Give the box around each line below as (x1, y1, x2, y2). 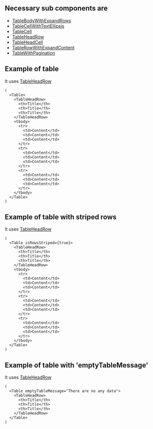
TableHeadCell (12, 39, 44, 45)
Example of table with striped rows (5, 213, 117, 221)
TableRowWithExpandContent (12, 44, 75, 50)
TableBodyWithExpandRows (12, 17, 71, 23)
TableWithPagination (12, 50, 55, 56)
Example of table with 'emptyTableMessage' (5, 360, 148, 370)
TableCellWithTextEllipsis (12, 23, 64, 29)
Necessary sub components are (5, 4, 108, 13)
